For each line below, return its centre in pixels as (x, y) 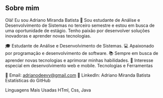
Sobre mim (22, 8)
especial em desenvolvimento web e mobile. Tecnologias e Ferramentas (79, 65)
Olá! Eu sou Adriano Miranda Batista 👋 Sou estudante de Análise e (73, 20)
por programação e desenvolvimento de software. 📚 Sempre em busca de (82, 53)
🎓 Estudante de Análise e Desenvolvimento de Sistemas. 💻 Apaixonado (80, 46)
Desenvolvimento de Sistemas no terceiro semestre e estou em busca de (80, 25)
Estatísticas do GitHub (28, 80)
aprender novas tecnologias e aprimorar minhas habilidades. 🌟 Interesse (79, 60)
